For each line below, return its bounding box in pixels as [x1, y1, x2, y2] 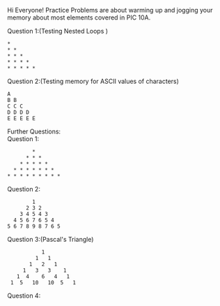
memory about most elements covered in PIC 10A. [7, 13, 151, 22]
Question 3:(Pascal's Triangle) [7, 235, 94, 243]
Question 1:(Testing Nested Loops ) [7, 27, 109, 35]
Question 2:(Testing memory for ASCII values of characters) [7, 77, 180, 85]
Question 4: [7, 291, 41, 300]
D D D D [7, 109, 30, 116]
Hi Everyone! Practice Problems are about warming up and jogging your [7, 6, 214, 14]
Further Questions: [7, 127, 61, 136]
